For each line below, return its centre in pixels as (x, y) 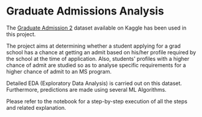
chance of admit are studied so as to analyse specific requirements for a (96, 65)
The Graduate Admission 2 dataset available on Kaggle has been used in (96, 28)
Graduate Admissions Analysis (85, 11)
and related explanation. (36, 107)
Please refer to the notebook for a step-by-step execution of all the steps (97, 101)
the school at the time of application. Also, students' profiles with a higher (98, 58)
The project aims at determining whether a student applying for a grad (93, 46)
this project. (21, 34)
